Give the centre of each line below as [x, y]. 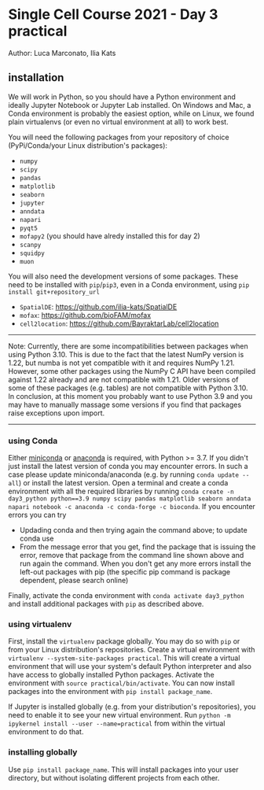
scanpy [30, 245]
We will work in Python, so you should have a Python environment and [122, 97]
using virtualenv [40, 624]
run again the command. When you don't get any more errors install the [135, 563]
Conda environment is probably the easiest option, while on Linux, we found [131, 113]
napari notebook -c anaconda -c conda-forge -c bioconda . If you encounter [132, 507]
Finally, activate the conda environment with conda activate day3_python [126, 596]
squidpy [32, 253]
